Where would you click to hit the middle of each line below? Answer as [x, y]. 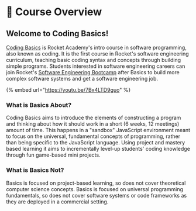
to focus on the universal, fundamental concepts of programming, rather [93, 136]
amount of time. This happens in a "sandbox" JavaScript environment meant [98, 130]
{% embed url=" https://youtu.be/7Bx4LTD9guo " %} [68, 90]
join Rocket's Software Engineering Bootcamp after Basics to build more [93, 72]
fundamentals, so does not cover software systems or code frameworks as [97, 195]
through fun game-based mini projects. [53, 155]
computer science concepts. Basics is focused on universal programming [94, 189]
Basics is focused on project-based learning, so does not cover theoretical [96, 183]
